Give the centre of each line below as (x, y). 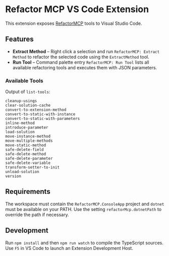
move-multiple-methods (29, 141)
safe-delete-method (26, 154)
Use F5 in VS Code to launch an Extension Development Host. (69, 248)
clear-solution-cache (28, 105)
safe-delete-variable (28, 163)
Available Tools (24, 80)
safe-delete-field (24, 150)
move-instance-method (28, 137)
